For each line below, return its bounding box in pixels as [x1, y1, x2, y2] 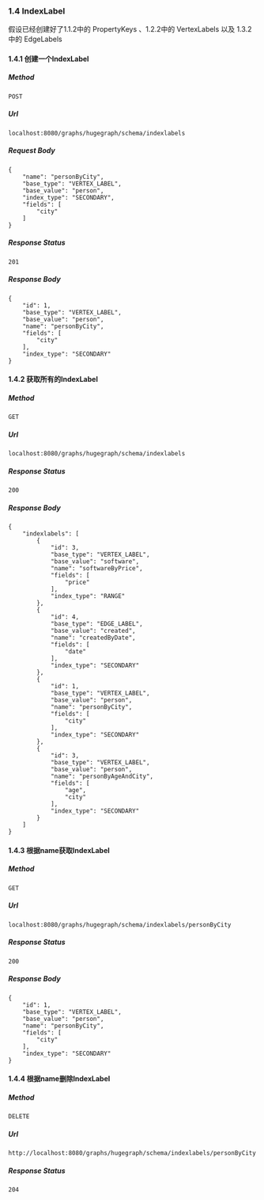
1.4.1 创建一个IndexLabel [8, 54, 89, 63]
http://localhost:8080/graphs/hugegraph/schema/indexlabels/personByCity [8, 1149, 257, 1157]
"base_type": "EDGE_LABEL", [50, 620, 144, 628]
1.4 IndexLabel [8, 6, 66, 17]
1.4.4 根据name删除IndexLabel [8, 1074, 111, 1084]
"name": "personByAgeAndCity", [50, 772, 154, 781]
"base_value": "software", [50, 558, 140, 566]
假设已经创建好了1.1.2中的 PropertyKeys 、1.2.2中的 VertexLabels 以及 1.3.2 [8, 25, 252, 34]
